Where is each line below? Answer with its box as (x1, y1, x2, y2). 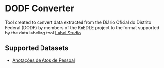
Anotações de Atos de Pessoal (12, 57, 75, 63)
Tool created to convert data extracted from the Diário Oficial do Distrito (5, 19, 152, 25)
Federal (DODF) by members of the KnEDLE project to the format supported (5, 24, 160, 30)
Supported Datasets (5, 44, 69, 52)
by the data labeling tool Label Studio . (5, 30, 82, 35)
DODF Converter (5, 3, 74, 14)
